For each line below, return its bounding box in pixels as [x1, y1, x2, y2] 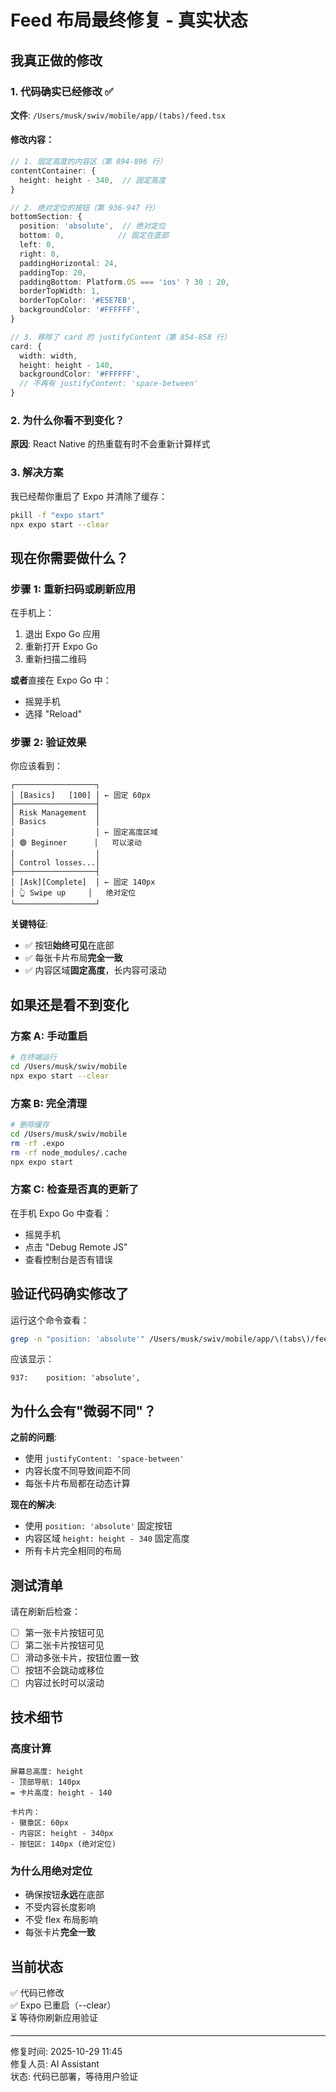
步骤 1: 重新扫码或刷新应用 [10, 582, 137, 596]
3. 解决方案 [10, 466, 64, 480]
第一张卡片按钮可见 [24, 1627, 105, 1638]
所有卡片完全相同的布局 [24, 1545, 122, 1557]
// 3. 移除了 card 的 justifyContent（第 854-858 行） [10, 332, 232, 342]
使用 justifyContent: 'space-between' [24, 1452, 185, 1465]
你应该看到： [10, 760, 63, 772]
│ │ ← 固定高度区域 [10, 827, 158, 838]
